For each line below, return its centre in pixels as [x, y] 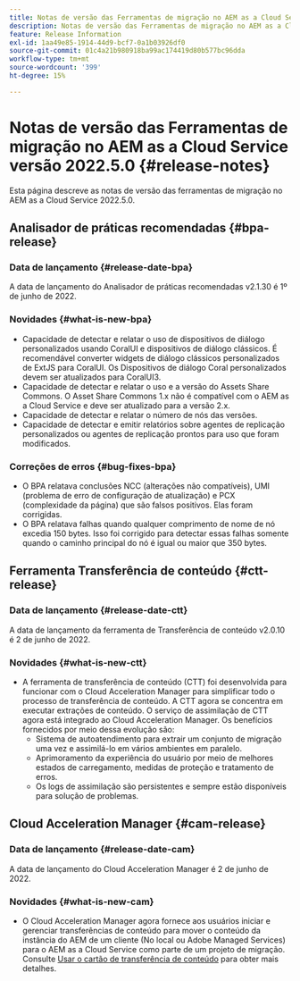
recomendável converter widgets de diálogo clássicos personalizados [150, 357]
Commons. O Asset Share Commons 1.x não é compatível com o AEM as [156, 396]
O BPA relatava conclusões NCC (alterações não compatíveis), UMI [146, 486]
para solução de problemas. [87, 795]
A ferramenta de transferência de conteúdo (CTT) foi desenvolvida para [154, 682]
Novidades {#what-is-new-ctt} [78, 662]
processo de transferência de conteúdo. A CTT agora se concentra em [153, 700]
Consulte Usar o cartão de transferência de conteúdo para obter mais [150, 959]
